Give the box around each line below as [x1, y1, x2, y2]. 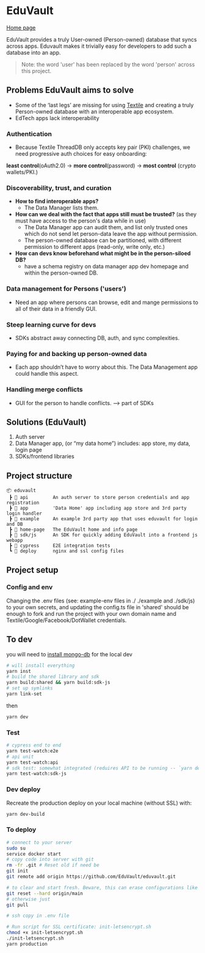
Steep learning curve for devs [6, 320, 96, 328]
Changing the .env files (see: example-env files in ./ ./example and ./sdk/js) [6, 597, 195, 604]
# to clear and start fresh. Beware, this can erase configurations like [6, 884, 198, 890]
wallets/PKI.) [6, 169, 38, 176]
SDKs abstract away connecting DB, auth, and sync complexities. [15, 334, 180, 341]
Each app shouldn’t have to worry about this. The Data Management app [15, 363, 198, 371]
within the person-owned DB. [24, 269, 99, 276]
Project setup [6, 564, 59, 575]
